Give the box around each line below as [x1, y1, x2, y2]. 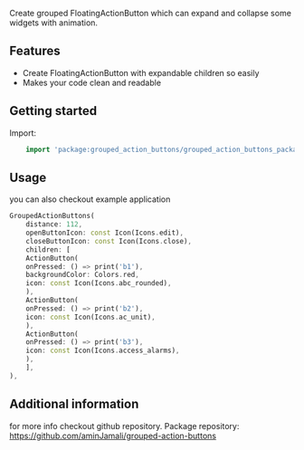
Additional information [9, 397, 139, 412]
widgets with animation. [9, 17, 98, 28]
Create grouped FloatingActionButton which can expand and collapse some [9, 8, 292, 18]
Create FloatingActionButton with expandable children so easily [22, 67, 260, 78]
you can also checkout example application [9, 194, 171, 205]
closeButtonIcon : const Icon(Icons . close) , [25, 236, 193, 245]
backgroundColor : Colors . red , [25, 271, 140, 280]
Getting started [9, 103, 98, 119]
